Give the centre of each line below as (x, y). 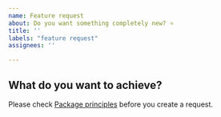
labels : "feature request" (53, 38)
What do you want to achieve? (85, 85)
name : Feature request (46, 16)
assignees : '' (32, 46)
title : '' (25, 30)
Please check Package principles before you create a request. (111, 104)
